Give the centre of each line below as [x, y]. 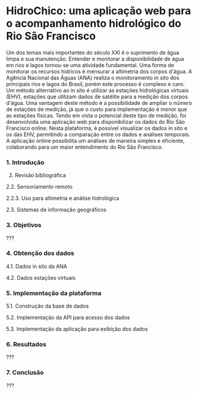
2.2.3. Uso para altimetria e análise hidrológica [63, 198]
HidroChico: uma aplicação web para [99, 11]
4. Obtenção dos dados [40, 253]
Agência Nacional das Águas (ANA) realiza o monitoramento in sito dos [93, 78]
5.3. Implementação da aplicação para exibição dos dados [77, 329]
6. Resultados [26, 344]
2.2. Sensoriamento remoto [39, 187]
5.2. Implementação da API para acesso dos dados [68, 318]
